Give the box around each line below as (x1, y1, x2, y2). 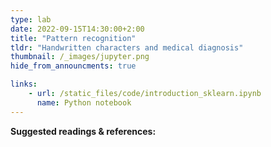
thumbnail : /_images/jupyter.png (10, 52, 150, 62)
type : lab (10, 14, 52, 25)
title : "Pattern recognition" (10, 33, 137, 43)
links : (10, 79, 38, 90)
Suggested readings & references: (10, 125, 157, 137)
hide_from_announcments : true (10, 61, 137, 71)
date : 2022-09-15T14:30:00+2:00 (10, 24, 145, 34)
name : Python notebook (36, 97, 132, 108)
